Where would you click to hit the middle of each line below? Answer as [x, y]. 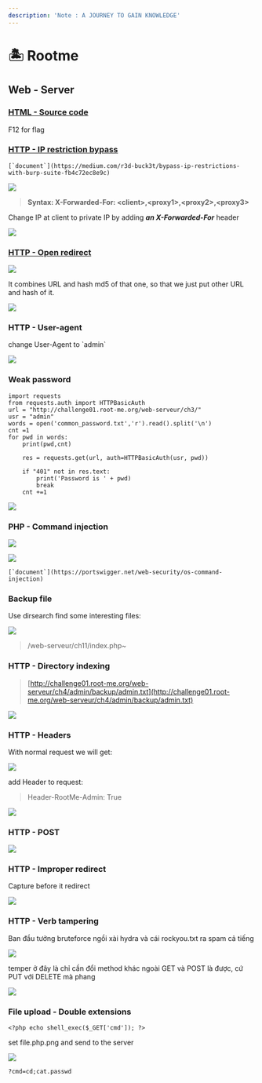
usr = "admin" [31, 417]
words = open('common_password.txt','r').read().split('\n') [110, 423]
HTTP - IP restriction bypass [63, 150]
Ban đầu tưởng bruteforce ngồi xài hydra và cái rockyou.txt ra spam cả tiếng [131, 938]
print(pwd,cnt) [47, 444]
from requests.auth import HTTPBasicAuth [77, 403]
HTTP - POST [34, 832]
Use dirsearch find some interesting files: [75, 616]
